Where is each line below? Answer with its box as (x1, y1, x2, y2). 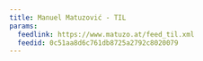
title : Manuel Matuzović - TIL (9, 13, 127, 22)
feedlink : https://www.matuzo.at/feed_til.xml (17, 30, 195, 39)
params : (9, 22, 39, 30)
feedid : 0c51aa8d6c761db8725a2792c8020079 (17, 38, 179, 48)
